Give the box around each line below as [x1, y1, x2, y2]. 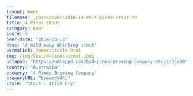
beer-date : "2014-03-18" [6, 36, 68, 42]
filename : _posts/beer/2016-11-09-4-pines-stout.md [6, 14, 137, 20]
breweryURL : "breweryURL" [6, 75, 70, 81]
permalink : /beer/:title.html [6, 48, 82, 54]
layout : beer [6, 8, 39, 15]
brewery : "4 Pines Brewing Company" [6, 70, 97, 76]
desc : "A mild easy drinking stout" [6, 42, 97, 48]
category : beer [6, 25, 44, 32]
